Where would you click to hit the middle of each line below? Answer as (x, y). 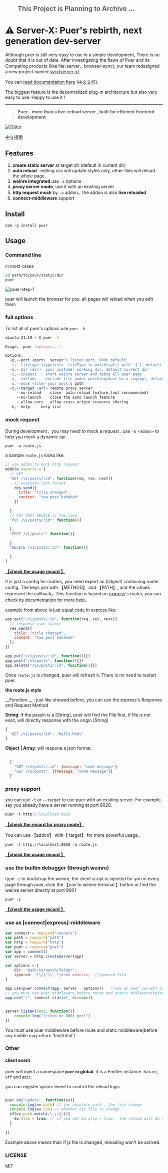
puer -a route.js (23, 446)
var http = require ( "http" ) (34, 943)
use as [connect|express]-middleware (53, 923)
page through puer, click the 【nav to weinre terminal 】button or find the (80, 885)
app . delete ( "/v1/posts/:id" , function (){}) (51, 665)
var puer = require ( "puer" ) (34, 947)
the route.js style (23, 690)
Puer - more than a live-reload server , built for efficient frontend (86, 112)
